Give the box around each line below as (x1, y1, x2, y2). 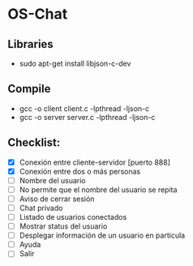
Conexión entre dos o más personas (19, 166, 141, 176)
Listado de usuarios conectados (19, 212, 127, 221)
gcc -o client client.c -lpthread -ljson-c (19, 103, 150, 114)
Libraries (7, 37, 54, 51)
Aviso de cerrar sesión (19, 194, 95, 204)
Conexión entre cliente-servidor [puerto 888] (19, 157, 171, 167)
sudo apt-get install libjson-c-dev (19, 58, 131, 68)
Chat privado (19, 203, 63, 212)
